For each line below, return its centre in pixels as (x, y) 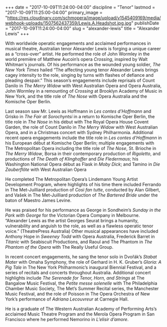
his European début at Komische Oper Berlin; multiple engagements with (80, 143)
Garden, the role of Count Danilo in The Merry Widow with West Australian (82, 127)
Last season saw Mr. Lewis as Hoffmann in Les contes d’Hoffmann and (78, 111)
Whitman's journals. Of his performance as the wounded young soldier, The (83, 65)
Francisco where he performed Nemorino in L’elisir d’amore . (67, 319)
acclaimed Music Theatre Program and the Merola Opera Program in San (80, 314)
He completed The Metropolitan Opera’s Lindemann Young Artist (72, 179)
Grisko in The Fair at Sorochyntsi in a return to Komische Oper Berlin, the (80, 116)
